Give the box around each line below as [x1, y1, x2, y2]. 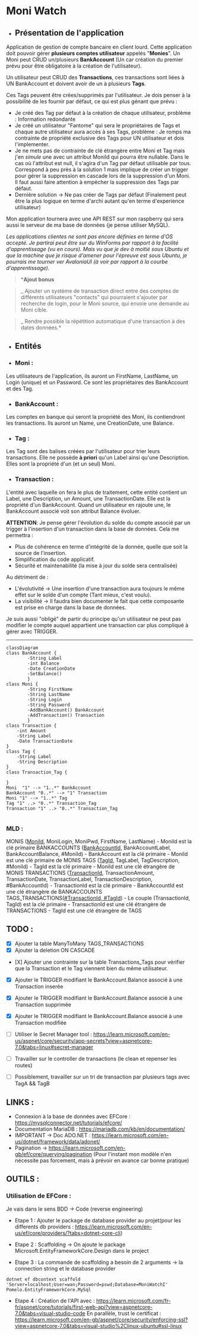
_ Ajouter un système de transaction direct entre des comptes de [20, 287, 179, 294]
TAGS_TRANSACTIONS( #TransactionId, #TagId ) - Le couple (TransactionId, [6, 894, 191, 901]
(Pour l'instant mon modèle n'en [93, 1151, 172, 1157]
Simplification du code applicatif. [14, 556, 95, 563]
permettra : [6, 531, 34, 538]
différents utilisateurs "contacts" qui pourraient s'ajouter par [20, 294, 168, 300]
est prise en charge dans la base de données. [14, 604, 127, 611]
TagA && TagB [14, 1080, 50, 1087]
